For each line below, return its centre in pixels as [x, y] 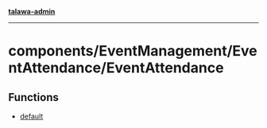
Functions [34, 97]
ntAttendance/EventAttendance [116, 68]
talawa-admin [32, 12]
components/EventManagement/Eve [133, 51]
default [31, 116]
